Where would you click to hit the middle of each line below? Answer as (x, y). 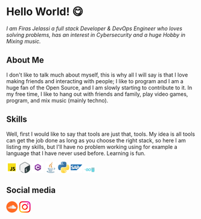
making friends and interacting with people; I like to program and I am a (95, 81)
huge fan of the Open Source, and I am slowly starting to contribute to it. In (99, 87)
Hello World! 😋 (45, 12)
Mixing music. (24, 41)
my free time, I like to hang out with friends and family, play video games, (97, 94)
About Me (25, 60)
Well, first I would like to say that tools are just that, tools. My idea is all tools (101, 134)
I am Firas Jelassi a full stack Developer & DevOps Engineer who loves (94, 28)
